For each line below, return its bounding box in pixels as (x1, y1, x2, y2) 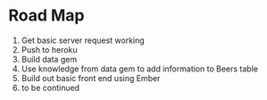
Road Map (8, 5, 86, 26)
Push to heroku (21, 44, 78, 54)
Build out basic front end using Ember (21, 72, 161, 83)
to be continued (21, 82, 80, 93)
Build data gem (21, 54, 78, 64)
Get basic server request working (21, 35, 145, 46)
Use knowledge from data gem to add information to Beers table (21, 63, 258, 74)
